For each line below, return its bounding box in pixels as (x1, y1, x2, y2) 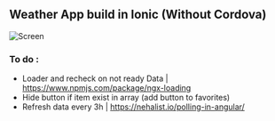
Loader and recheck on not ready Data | (21, 73, 169, 84)
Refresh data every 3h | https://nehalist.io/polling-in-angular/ (21, 101, 246, 112)
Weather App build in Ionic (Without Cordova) (9, 7, 267, 22)
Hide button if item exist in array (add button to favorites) (21, 93, 231, 103)
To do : (9, 52, 40, 65)
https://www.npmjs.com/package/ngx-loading (21, 83, 192, 93)
